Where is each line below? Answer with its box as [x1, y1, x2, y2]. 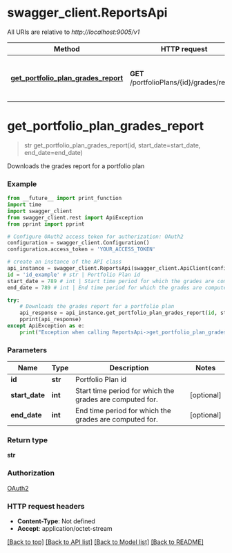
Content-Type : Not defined [17, 517, 95, 525]
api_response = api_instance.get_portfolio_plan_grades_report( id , [19, 309, 217, 316]
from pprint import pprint [7, 220, 85, 228]
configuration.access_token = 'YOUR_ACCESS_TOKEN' [7, 246, 156, 253]
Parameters [7, 345, 47, 354]
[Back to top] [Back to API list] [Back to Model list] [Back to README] [7, 538, 204, 546]
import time [7, 201, 41, 208]
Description [109, 363, 149, 373]
